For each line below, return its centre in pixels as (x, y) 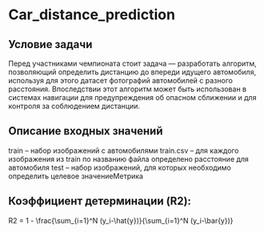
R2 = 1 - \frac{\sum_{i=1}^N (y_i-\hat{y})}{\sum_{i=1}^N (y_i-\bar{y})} (121, 220)
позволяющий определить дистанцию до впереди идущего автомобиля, (132, 72)
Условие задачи (50, 44)
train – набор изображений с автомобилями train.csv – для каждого (124, 151)
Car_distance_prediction (92, 15)
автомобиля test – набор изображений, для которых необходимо (120, 167)
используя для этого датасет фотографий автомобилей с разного (121, 80)
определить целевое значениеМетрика (76, 176)
